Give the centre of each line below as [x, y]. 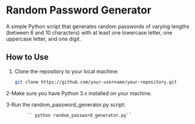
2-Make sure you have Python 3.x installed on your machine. [79, 93]
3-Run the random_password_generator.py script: [66, 104]
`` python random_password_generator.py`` [79, 115]
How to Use [27, 57]
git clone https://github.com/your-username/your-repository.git [95, 82]
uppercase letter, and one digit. [44, 39]
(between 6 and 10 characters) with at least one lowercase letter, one [89, 32]
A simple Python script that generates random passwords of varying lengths [98, 26]
